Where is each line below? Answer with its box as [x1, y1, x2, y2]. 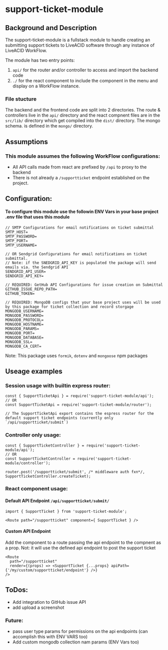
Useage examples [5, 367, 63, 375]
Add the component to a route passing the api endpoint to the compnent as [5, 539, 161, 546]
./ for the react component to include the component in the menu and [12, 78, 158, 83]
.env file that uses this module [5, 213, 70, 220]
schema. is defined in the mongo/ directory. [5, 123, 94, 129]
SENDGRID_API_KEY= [5, 273, 44, 278]
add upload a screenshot [12, 604, 64, 610]
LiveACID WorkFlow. [5, 48, 47, 53]
